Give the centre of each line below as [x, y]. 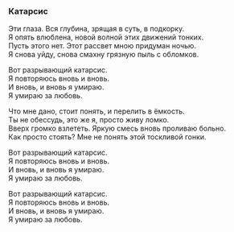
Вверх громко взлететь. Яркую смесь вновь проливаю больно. [117, 128]
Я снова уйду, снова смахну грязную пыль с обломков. [104, 55]
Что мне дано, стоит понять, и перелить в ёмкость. [96, 111]
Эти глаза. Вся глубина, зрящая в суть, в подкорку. [96, 29]
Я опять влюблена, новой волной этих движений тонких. [106, 37]
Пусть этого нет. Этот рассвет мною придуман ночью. [103, 46]
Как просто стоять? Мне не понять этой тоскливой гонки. [107, 137]
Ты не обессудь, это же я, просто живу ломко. [89, 120]
